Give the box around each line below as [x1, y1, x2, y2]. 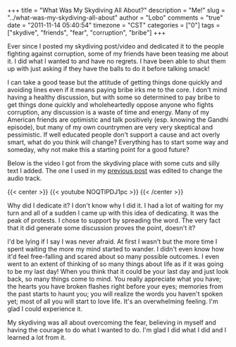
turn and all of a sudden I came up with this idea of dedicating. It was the [7, 209, 219, 217]
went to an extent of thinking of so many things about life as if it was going [7, 260, 224, 268]
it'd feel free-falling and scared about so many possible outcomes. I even [7, 253, 220, 260]
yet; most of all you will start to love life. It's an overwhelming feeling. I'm [7, 297, 218, 305]
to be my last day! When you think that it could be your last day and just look [7, 267, 229, 275]
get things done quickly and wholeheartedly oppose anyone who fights [7, 101, 213, 108]
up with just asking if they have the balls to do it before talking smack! [7, 65, 210, 72]
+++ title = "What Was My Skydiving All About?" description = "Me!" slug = [7, 6, 225, 14]
